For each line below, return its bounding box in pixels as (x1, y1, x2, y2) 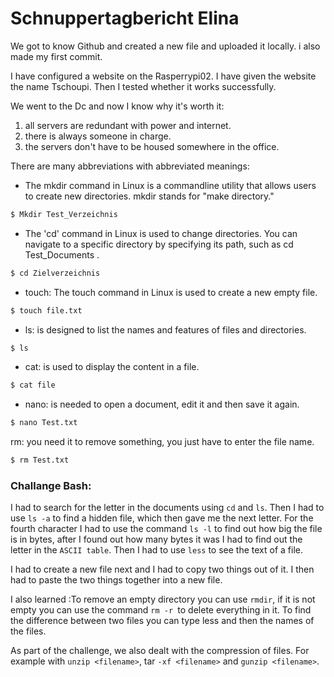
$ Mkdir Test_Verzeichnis (10, 209, 118, 219)
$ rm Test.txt (10, 455, 70, 466)
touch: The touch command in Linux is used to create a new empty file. (24, 286, 318, 298)
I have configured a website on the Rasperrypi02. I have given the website (10, 70, 317, 82)
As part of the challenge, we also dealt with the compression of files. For (10, 645, 310, 657)
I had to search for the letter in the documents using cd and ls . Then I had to (10, 502, 325, 514)
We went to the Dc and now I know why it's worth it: (10, 100, 225, 112)
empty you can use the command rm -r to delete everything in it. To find (10, 604, 312, 616)
